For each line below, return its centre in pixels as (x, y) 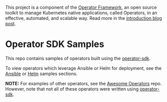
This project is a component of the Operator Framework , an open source (81, 7)
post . (11, 23)
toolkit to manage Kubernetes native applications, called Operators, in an (81, 13)
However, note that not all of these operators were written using (72, 89)
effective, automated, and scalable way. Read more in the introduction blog (84, 18)
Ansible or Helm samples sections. (41, 73)
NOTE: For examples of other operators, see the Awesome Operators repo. (83, 83)
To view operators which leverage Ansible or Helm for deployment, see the (83, 68)
